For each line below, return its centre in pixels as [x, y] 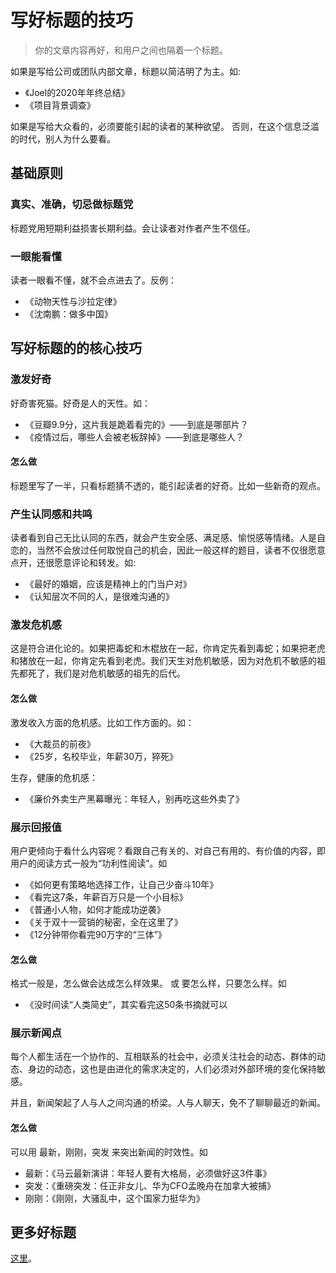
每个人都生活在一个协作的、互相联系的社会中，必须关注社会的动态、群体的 [163, 1057]
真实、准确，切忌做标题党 [72, 204]
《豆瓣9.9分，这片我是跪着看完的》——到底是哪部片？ [136, 424]
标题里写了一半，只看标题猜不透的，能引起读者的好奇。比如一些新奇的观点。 [168, 485]
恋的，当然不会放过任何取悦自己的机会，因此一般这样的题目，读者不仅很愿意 [168, 550]
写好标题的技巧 [72, 20]
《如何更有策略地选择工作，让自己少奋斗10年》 [121, 884]
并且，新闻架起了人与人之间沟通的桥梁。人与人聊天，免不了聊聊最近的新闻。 [168, 1103]
